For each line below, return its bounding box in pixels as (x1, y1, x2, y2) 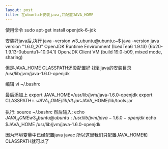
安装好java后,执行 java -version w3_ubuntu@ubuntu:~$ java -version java (5, 38, 159, 44)
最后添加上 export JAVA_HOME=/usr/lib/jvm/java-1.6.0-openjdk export (5, 92, 153, 98)
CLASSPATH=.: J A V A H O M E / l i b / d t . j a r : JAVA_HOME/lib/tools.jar (5, 97, 133, 105)
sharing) (5, 54, 23, 60)
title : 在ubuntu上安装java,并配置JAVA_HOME (5, 12, 94, 17)
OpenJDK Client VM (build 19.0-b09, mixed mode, (58, 49, 162, 55)
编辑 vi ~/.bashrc (5, 81, 41, 87)
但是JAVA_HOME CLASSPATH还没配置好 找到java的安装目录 (5, 65, 131, 71)
